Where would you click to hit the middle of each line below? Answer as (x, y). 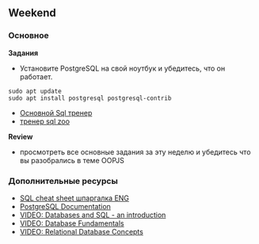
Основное (29, 36)
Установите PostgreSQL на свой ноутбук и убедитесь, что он (122, 68)
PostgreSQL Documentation (65, 206)
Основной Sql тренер (56, 112)
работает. (36, 76)
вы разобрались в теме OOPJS (72, 160)
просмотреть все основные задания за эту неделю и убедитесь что (135, 152)
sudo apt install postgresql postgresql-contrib (90, 98)
